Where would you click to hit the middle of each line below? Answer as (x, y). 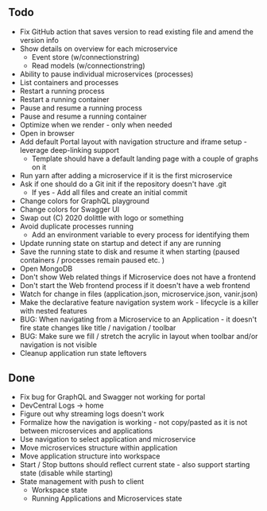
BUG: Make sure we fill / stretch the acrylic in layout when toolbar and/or (139, 336)
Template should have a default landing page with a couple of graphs (145, 158)
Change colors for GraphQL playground (84, 201)
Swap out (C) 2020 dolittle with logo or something (102, 217)
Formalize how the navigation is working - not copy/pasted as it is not (133, 423)
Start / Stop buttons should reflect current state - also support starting (135, 465)
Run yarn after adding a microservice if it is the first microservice (126, 175)
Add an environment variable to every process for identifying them (141, 234)
